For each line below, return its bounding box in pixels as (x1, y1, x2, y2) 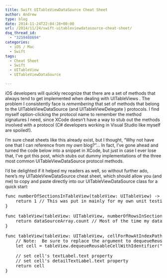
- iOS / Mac (9, 44, 35, 49)
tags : (5, 53, 16, 59)
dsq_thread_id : (5, 30, 37, 35)
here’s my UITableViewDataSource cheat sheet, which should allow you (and (5, 173, 162, 179)
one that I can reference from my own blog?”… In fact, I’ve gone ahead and (5, 142, 159, 148)
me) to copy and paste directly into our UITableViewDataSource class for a (5, 178, 158, 184)
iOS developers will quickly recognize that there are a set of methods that (5, 90, 156, 96)
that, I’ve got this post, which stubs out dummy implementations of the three (5, 152, 162, 158)
